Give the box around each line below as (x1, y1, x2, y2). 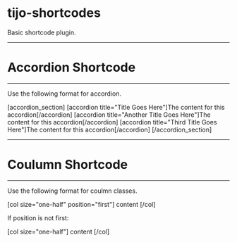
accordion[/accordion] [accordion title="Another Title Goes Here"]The (7, 110, 211, 119)
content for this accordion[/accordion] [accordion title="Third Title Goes (7, 117, 217, 126)
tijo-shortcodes (7, 5, 101, 21)
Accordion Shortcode (7, 60, 136, 75)
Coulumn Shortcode (7, 157, 128, 173)
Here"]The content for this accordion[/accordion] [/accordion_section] (7, 125, 212, 134)
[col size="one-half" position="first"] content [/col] (7, 200, 156, 208)
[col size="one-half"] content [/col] (7, 227, 110, 236)
